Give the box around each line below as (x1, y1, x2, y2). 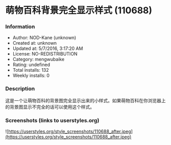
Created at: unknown (12, 40, 57, 46)
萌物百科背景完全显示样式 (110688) (5, 5, 153, 16)
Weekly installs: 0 (12, 72, 50, 79)
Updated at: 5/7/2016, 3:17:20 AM (12, 45, 83, 51)
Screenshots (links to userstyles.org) (5, 117, 100, 124)
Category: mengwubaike (12, 56, 65, 63)
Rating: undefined (12, 62, 50, 68)
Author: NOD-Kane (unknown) (12, 35, 76, 41)
